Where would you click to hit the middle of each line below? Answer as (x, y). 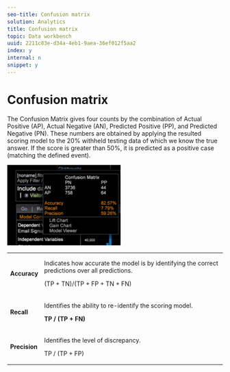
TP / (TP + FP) (64, 354)
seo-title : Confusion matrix (49, 14)
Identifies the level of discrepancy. (93, 340)
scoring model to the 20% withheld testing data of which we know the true (112, 140)
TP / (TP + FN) (65, 319)
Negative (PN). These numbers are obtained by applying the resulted (104, 133)
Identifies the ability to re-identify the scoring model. (118, 306)
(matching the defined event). (49, 155)
